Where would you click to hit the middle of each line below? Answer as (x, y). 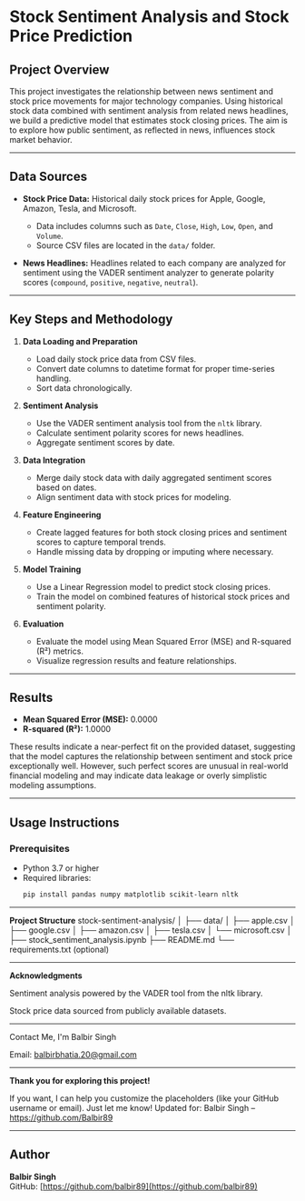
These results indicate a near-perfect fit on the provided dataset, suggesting (152, 746)
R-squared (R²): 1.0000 (67, 729)
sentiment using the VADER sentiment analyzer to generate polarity (148, 272)
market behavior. (41, 140)
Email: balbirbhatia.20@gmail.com (74, 1055)
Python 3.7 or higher (61, 868)
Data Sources (49, 177)
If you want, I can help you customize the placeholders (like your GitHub (144, 1098)
